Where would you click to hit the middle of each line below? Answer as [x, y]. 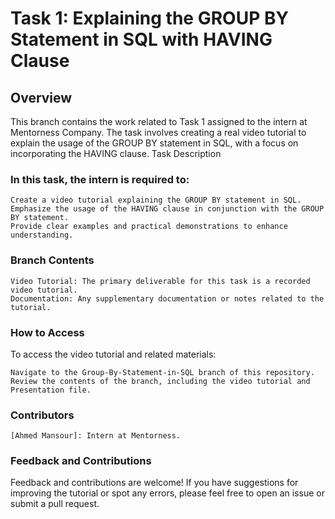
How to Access [47, 332]
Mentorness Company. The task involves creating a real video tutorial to [158, 132]
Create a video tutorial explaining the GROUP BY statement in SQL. [156, 200]
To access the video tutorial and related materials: [113, 354]
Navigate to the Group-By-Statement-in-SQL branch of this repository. [162, 372]
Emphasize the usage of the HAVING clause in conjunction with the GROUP [167, 209]
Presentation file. [51, 390]
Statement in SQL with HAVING [141, 39]
